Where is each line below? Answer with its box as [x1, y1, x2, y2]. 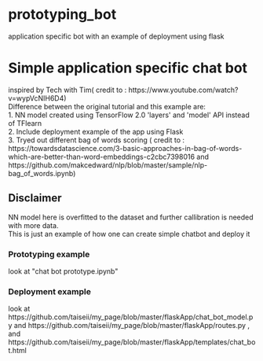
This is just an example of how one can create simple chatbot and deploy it [8, 229, 250, 238]
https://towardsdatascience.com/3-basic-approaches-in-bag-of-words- [8, 143, 243, 153]
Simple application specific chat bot [8, 59, 248, 77]
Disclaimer [8, 191, 62, 205]
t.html [8, 346, 27, 355]
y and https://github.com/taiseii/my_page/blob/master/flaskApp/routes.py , [8, 321, 250, 330]
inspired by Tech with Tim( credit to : [8, 85, 127, 94]
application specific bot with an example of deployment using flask [8, 31, 225, 41]
